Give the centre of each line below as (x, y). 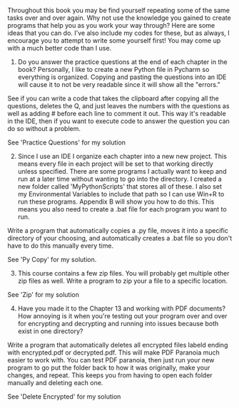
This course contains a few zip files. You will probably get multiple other (123, 273)
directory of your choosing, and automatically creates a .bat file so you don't (120, 238)
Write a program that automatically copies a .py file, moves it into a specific (118, 230)
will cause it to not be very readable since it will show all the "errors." (119, 84)
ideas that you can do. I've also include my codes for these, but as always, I (118, 33)
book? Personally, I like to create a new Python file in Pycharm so (113, 69)
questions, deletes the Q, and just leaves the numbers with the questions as (118, 106)
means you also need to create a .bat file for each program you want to (122, 209)
